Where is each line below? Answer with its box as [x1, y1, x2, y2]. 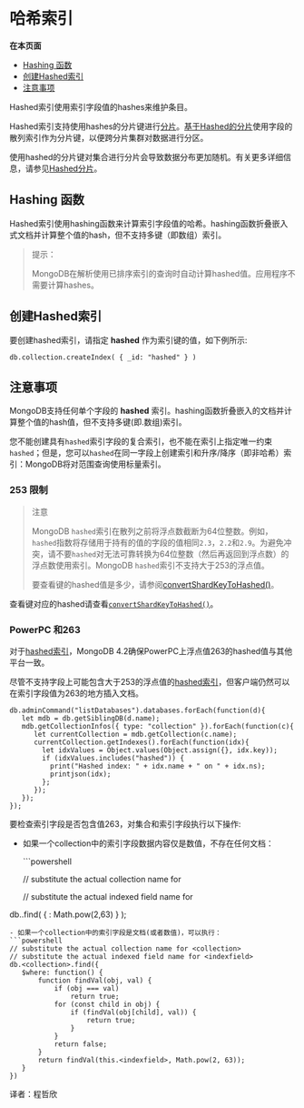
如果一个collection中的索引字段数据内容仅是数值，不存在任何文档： [22, 838, 274, 849]
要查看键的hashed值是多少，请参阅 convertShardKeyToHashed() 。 [31, 579, 279, 589]
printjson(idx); [49, 770, 112, 779]
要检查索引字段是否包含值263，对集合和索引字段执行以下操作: [9, 818, 241, 829]
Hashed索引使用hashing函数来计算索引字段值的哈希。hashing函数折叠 [9, 217, 272, 228]
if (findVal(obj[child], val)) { [70, 1007, 197, 1017]
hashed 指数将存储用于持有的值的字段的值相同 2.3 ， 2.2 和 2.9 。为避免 [31, 537, 284, 548]
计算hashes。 [47, 279, 100, 290]
